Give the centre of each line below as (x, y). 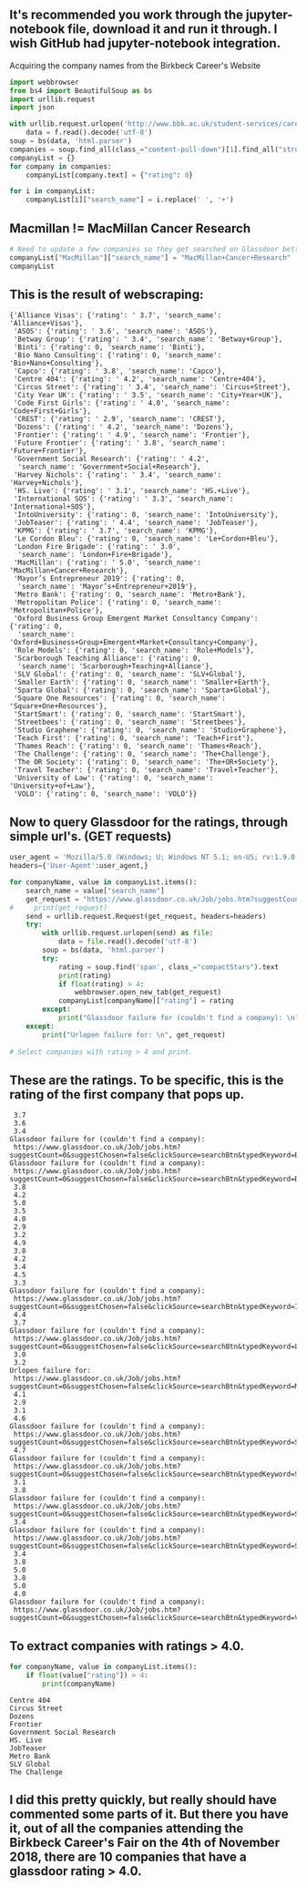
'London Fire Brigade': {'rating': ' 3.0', (97, 547)
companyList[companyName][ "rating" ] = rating (146, 1001)
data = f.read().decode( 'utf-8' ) (89, 133)
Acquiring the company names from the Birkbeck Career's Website (135, 65)
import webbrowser (44, 82)
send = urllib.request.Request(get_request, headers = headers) (146, 916)
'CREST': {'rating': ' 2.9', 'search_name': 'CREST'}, (119, 419)
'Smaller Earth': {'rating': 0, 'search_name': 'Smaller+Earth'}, (142, 683)
